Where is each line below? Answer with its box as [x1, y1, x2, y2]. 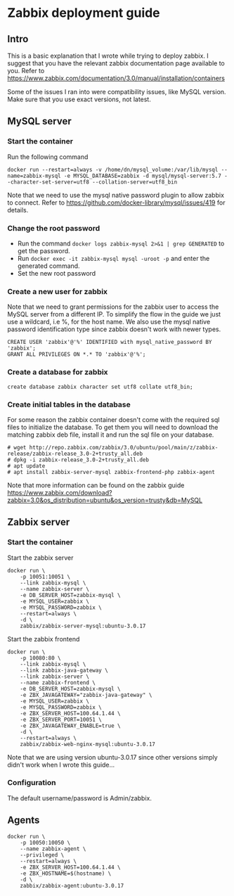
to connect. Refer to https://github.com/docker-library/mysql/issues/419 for [7, 198, 226, 207]
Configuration [7, 778, 56, 788]
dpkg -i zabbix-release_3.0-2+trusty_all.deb [13, 456, 150, 463]
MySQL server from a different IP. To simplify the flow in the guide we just [7, 310, 221, 319]
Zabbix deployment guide [7, 5, 160, 21]
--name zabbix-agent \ [20, 845, 86, 852]
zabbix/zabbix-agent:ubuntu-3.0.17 [20, 882, 124, 889]
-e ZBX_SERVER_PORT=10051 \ [20, 716, 102, 723]
